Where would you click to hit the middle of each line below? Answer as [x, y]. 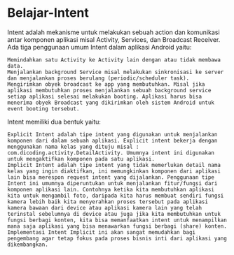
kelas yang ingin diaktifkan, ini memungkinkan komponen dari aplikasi [114, 171]
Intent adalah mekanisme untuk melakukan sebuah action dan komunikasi [113, 32]
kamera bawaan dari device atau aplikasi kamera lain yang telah [104, 207]
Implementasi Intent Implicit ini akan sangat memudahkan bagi [102, 232]
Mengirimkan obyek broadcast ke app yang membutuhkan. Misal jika [106, 84]
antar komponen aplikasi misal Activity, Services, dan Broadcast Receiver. [114, 39]
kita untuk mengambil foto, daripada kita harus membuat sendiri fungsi [116, 196]
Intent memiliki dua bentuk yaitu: [54, 122]
